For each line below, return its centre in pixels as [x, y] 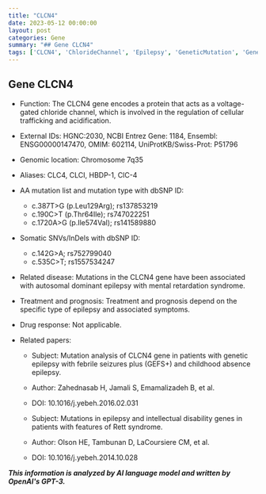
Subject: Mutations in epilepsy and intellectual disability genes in [137, 418]
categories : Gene [37, 38]
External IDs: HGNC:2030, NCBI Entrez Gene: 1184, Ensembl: [118, 136]
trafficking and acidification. [65, 121]
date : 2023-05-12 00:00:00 [53, 23]
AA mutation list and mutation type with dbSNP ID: [102, 190]
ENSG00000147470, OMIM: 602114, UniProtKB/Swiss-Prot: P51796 [129, 144]
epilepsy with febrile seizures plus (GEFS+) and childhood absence [141, 364]
